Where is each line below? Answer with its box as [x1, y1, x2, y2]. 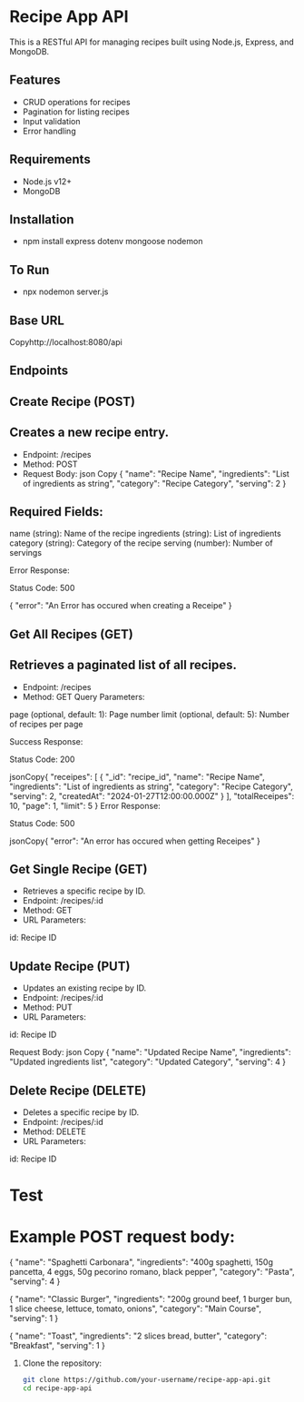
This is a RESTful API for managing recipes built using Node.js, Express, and [9, 36, 295, 47]
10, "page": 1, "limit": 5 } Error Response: [9, 800, 161, 811]
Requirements [9, 152, 91, 167]
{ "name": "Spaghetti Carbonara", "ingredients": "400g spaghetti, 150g [9, 1257, 274, 1268]
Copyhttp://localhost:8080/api [9, 337, 123, 347]
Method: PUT [22, 1002, 73, 1013]
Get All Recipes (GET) [9, 627, 133, 642]
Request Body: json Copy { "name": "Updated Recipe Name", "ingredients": [9, 1047, 292, 1058]
